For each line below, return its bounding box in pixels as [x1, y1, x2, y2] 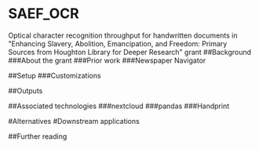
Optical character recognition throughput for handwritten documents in [8, 31, 238, 40]
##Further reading [8, 131, 67, 141]
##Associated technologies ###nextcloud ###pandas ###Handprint [8, 101, 230, 111]
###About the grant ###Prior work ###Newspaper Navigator [8, 56, 206, 65]
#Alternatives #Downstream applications [8, 116, 140, 125]
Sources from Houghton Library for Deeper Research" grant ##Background [8, 47, 252, 56]
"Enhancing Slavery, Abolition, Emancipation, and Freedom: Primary [8, 38, 228, 48]
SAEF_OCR [8, 5, 80, 23]
